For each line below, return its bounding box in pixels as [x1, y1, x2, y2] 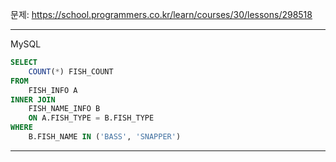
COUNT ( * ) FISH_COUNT [28, 66, 114, 77]
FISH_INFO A [28, 85, 78, 95]
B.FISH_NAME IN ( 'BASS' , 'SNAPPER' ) [28, 132, 182, 142]
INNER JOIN [10, 94, 56, 105]
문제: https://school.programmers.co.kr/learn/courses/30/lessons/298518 [10, 9, 313, 20]
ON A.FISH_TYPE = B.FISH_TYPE [28, 113, 155, 123]
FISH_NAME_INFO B [28, 104, 101, 114]
